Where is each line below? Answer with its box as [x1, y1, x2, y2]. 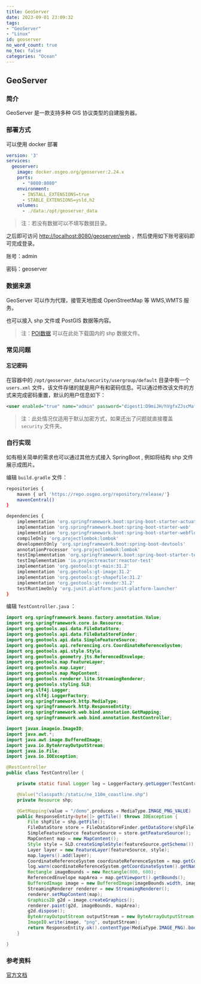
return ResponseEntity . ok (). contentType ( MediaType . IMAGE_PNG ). [28, 925, 188, 931]
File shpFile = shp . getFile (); [28, 819, 106, 825]
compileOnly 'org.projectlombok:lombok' [17, 535, 119, 541]
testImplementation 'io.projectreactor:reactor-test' [17, 558, 154, 564]
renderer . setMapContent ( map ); [28, 891, 103, 897]
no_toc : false [6, 48, 42, 54]
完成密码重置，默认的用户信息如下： [16, 391, 106, 398]
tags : [6, 20, 20, 26]
